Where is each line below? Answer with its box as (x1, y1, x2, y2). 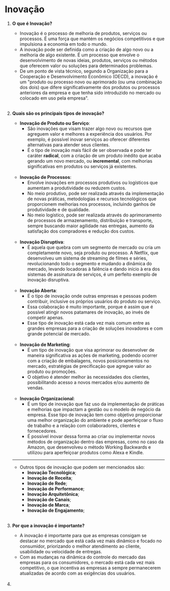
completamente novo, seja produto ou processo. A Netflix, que (27, 250, 158, 256)
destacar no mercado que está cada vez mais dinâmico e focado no (19, 538, 162, 544)
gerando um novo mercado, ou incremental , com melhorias (27, 158, 153, 164)
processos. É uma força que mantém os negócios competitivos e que (19, 36, 165, 42)
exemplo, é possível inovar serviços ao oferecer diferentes (27, 136, 150, 142)
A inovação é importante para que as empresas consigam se (19, 532, 147, 538)
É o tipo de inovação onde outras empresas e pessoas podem (27, 293, 157, 299)
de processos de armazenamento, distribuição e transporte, (27, 217, 153, 223)
